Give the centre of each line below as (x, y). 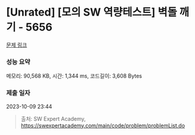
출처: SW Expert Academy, (53, 119)
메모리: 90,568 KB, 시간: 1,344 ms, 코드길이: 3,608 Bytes (74, 76)
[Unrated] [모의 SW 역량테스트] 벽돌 (92, 12)
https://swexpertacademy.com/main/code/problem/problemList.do (103, 125)
